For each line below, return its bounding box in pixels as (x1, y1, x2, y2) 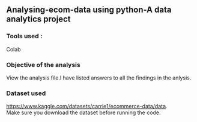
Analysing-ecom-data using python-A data (6, 5, 172, 15)
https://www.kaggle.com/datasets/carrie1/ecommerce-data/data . (6, 103, 168, 110)
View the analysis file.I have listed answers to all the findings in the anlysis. (6, 74, 192, 81)
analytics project (6, 14, 71, 25)
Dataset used (6, 89, 46, 97)
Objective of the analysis (6, 60, 80, 69)
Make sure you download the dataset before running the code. (6, 109, 161, 116)
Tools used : (6, 32, 43, 41)
